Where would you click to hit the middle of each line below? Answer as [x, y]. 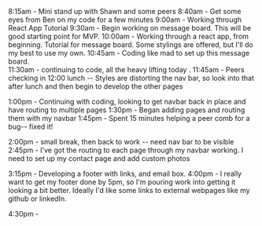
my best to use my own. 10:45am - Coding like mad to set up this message [129, 53]
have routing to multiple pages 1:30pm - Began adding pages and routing [127, 110]
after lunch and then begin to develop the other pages [96, 86]
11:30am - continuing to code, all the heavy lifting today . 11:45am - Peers [127, 69]
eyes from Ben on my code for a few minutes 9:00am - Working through [125, 20]
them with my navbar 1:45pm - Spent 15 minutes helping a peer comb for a [129, 118]
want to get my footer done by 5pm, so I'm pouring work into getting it [122, 182]
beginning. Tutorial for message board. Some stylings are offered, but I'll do [131, 45]
